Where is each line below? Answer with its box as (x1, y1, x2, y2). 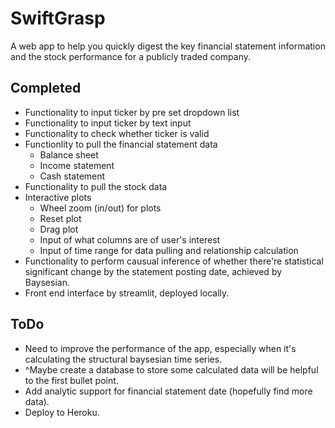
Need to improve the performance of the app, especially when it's (24, 342, 297, 354)
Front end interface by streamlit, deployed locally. (24, 287, 230, 299)
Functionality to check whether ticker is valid (24, 127, 210, 139)
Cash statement (39, 170, 106, 182)
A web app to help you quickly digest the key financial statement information (10, 40, 326, 52)
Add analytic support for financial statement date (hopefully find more (24, 385, 313, 397)
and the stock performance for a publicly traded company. (10, 50, 251, 62)
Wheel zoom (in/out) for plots (39, 202, 162, 214)
